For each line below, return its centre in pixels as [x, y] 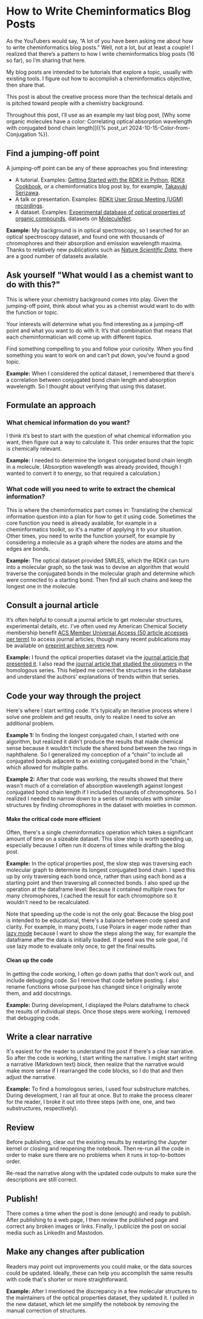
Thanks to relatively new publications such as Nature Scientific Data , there [99, 250]
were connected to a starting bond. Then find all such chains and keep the [99, 580]
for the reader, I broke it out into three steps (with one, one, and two [91, 1102]
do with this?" [33, 285]
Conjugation [22, 134]
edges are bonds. [28, 548]
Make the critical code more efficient [54, 819]
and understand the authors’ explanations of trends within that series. [93, 677]
